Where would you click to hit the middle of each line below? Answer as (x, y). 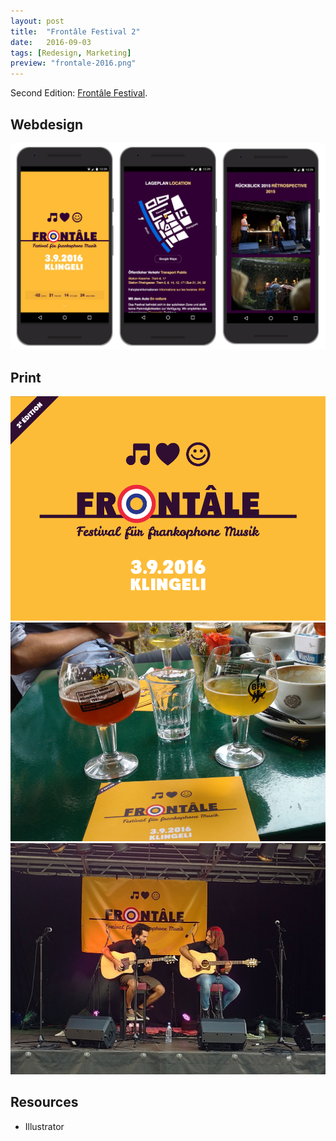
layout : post (37, 21)
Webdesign (47, 124)
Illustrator (44, 1126)
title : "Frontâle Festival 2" (75, 31)
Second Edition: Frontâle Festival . (79, 93)
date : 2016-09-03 (51, 42)
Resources (44, 1102)
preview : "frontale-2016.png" (73, 63)
